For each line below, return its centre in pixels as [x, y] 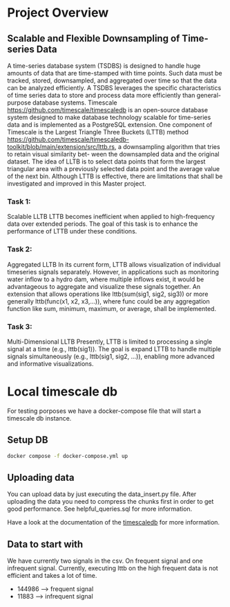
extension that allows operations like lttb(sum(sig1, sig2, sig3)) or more [108, 294]
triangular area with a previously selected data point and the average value [113, 169]
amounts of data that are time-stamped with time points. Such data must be [115, 73]
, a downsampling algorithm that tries [167, 147]
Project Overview [58, 13]
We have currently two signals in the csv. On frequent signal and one [105, 561]
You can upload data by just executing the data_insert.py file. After [102, 494]
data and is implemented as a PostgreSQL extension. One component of [110, 125]
